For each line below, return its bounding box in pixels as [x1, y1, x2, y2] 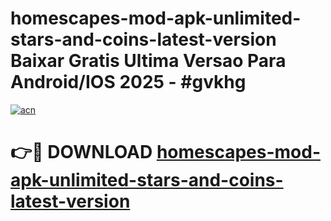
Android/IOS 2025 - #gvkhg [10, 71, 247, 94]
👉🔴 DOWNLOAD [10, 141, 153, 164]
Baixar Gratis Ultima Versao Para [10, 50, 287, 72]
